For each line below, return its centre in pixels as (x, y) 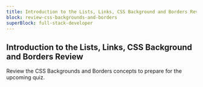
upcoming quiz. (26, 77)
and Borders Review (45, 57)
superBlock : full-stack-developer (50, 23)
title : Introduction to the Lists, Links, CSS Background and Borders (97, 12)
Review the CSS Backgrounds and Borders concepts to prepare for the (94, 71)
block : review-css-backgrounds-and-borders (62, 17)
